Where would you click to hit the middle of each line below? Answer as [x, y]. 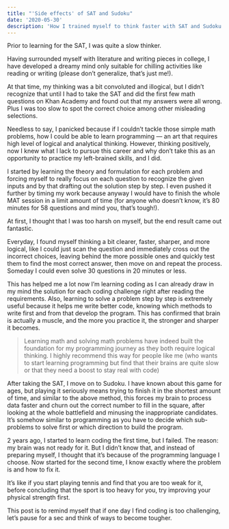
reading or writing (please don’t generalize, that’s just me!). [90, 73]
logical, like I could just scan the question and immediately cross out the [108, 249]
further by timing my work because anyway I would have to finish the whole [113, 193]
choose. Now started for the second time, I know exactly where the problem [114, 463]
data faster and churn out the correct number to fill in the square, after [106, 406]
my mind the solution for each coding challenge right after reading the [106, 291]
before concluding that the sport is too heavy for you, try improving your [109, 490]
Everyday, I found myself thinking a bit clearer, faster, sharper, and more [109, 242]
